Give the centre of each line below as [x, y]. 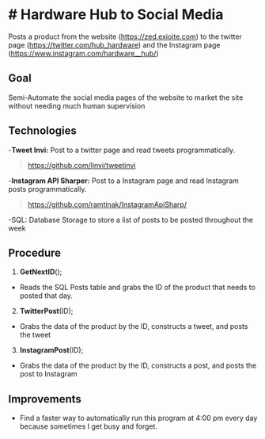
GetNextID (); [41, 272]
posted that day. [46, 296]
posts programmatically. [47, 189]
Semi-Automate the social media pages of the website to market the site [126, 97]
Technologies [43, 131]
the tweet [35, 335]
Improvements [45, 399]
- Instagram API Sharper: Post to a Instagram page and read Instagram [124, 181]
